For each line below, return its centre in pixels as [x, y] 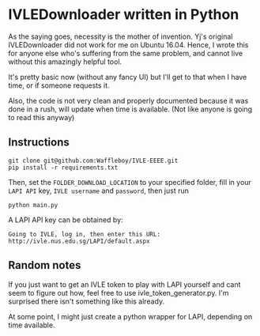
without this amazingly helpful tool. [65, 62]
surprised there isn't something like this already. [86, 301]
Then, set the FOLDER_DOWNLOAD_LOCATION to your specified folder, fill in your [130, 182]
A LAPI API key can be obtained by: [66, 220]
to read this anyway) [41, 117]
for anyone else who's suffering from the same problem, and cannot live [126, 53]
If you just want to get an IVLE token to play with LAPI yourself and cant [124, 284]
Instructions [39, 143]
